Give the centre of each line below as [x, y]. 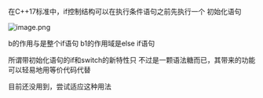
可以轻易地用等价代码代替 [49, 70]
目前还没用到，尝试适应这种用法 [60, 86]
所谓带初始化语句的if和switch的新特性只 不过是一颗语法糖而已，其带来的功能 [132, 60]
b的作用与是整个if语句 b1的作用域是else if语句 [82, 43]
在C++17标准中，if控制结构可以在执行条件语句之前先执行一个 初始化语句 [125, 11]
